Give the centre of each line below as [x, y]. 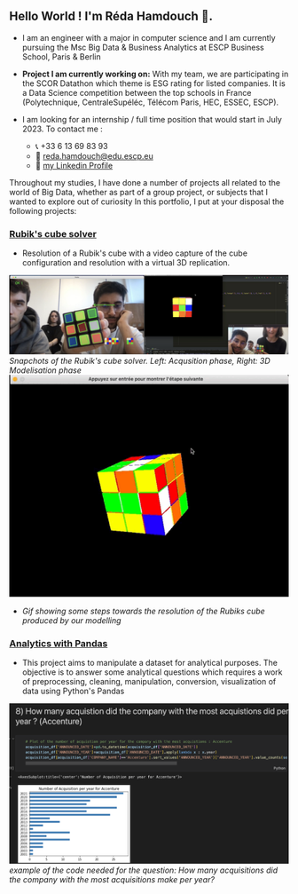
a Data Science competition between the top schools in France [137, 92]
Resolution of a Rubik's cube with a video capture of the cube [135, 253]
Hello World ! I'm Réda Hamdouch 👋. [111, 16]
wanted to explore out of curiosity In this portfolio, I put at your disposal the [147, 202]
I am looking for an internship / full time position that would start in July [152, 119]
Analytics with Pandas [59, 643]
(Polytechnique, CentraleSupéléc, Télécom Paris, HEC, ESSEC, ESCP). [150, 102]
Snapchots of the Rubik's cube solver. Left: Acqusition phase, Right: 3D [140, 360]
